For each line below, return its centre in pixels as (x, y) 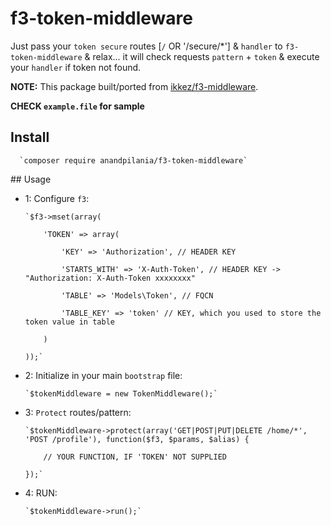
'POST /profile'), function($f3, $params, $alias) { (137, 439)
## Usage (31, 179)
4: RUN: (41, 493)
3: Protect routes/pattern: (78, 412)
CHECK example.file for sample (77, 106)
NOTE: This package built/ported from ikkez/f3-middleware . (134, 86)
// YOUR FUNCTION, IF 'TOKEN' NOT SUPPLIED (135, 457)
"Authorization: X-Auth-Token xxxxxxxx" (110, 278)
